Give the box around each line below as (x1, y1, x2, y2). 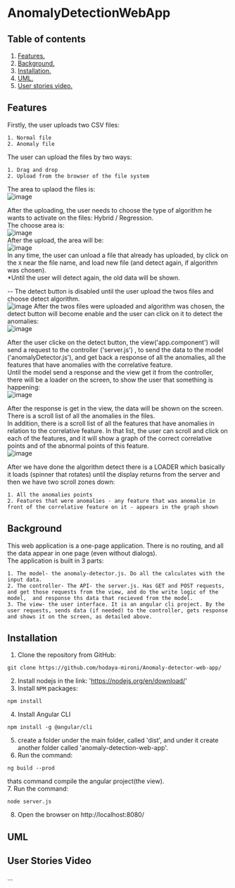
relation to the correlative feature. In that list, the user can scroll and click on (7, 426, 229, 434)
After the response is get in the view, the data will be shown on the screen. (7, 404, 224, 413)
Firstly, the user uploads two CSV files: (7, 120, 120, 129)
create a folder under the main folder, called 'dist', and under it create (17, 736, 219, 744)
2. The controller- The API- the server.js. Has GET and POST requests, (7, 582, 225, 589)
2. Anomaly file (7, 140, 55, 147)
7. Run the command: (7, 784, 69, 793)
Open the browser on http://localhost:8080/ (17, 811, 144, 819)
